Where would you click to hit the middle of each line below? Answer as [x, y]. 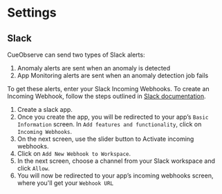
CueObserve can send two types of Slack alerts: [76, 55]
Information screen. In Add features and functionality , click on [109, 124]
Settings [32, 13]
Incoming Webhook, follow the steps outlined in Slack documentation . [107, 96]
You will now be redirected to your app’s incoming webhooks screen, [115, 175]
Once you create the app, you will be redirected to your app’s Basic [113, 117]
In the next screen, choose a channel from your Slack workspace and [116, 161]
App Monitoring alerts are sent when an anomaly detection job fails [113, 75]
